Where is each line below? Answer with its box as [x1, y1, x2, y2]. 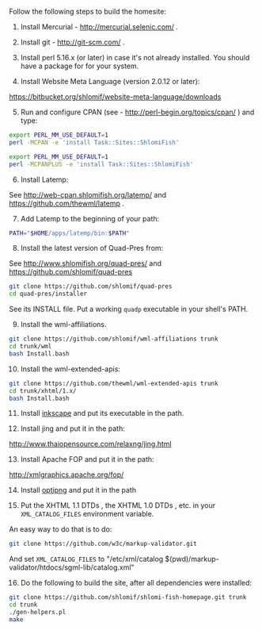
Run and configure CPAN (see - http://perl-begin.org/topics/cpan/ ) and [20, 107, 255, 117]
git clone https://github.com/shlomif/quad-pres [9, 282, 173, 290]
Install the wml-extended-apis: [20, 364, 121, 374]
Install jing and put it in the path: [20, 424, 125, 433]
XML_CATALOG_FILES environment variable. [20, 509, 154, 519]
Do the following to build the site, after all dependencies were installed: [20, 578, 253, 588]
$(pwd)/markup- [165, 555, 220, 564]
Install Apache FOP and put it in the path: [20, 455, 154, 464]
